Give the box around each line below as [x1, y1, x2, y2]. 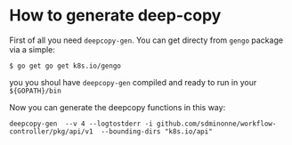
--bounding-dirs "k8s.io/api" [101, 126, 214, 136]
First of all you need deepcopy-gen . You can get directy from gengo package [9, 35, 283, 45]
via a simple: [9, 44, 56, 54]
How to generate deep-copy [9, 5, 222, 26]
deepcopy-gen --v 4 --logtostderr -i [9, 119, 153, 128]
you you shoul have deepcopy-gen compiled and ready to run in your [9, 77, 257, 87]
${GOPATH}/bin [9, 86, 62, 95]
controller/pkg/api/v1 [9, 126, 93, 136]
